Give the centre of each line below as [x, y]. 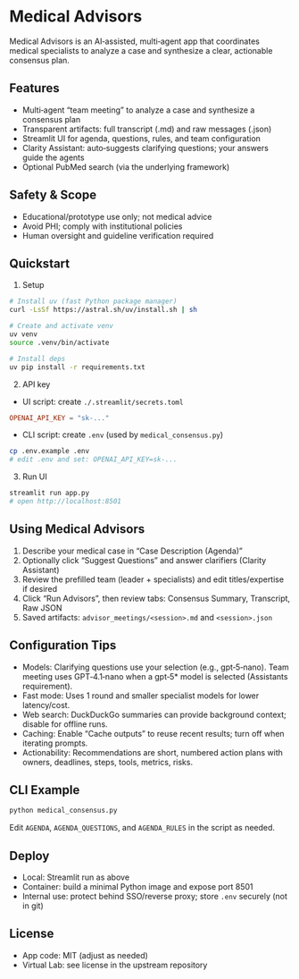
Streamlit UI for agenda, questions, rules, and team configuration [141, 138]
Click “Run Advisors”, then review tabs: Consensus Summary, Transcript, [156, 598]
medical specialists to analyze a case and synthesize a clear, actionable [141, 50]
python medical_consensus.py [63, 811]
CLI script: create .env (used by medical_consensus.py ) [123, 435]
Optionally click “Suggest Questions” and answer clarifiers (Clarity [144, 560]
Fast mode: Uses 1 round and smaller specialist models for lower [141, 696]
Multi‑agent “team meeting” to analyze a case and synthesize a [138, 110]
